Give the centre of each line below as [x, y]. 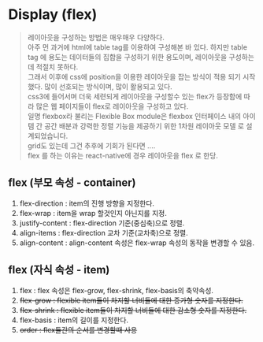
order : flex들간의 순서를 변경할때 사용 [78, 329]
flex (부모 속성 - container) [72, 183]
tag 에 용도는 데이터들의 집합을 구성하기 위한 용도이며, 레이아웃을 [127, 57]
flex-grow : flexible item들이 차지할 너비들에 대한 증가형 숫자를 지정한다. [131, 300]
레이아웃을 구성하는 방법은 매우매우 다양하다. [96, 37]
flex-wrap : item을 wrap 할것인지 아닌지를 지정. [93, 213]
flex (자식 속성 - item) [59, 270]
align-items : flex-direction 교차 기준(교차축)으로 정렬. [104, 232]
